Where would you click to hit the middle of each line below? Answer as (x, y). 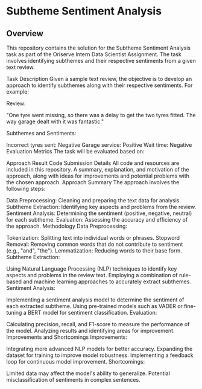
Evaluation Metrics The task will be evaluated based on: (75, 151)
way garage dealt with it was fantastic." (55, 121)
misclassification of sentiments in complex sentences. (73, 380)
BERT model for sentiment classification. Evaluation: (93, 313)
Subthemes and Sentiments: (41, 133)
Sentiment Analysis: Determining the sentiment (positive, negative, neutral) (99, 213)
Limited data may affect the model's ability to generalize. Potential (88, 373)
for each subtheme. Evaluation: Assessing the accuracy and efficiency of (97, 220)
